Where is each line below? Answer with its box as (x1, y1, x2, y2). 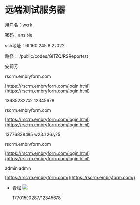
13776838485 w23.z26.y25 (5, 131, 61, 137)
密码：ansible (5, 32, 33, 38)
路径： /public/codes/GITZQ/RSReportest (5, 53, 88, 59)
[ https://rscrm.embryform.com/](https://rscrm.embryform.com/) (5, 175, 135, 180)
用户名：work (5, 22, 33, 28)
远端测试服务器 (5, 4, 66, 16)
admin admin (5, 165, 31, 171)
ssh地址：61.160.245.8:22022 (5, 42, 65, 48)
